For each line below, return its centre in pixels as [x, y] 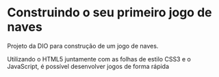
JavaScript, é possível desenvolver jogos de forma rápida [88, 66]
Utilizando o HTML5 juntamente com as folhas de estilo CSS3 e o [99, 59]
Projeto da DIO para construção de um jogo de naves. [83, 46]
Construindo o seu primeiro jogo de [109, 13]
